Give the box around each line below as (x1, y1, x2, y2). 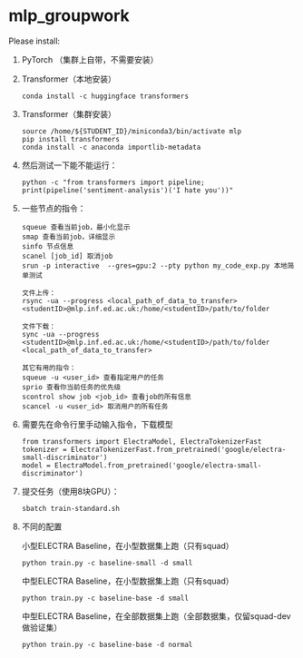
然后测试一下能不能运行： (21, 160, 118, 171)
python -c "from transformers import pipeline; (21, 178, 205, 187)
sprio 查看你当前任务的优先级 (21, 382, 122, 391)
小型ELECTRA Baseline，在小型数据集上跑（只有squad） (21, 540, 234, 551)
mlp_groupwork (8, 5, 131, 26)
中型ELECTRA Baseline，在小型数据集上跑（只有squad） (21, 575, 234, 586)
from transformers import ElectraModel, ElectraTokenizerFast (21, 437, 262, 446)
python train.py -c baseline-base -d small (21, 594, 190, 603)
